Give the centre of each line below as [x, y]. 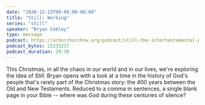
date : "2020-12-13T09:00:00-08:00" [52, 12]
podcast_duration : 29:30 [38, 52]
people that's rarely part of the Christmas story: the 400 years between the [101, 82]
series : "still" [27, 23]
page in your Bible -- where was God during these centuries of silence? [96, 95]
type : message [24, 35]
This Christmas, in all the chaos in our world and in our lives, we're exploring [102, 69]
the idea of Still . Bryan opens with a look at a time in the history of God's [97, 75]
